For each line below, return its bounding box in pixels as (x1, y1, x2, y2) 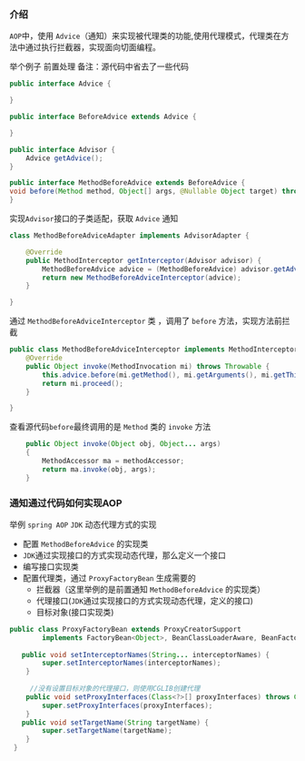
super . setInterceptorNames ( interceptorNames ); (42, 658, 221, 668)
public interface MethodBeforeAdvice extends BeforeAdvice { (9, 178, 246, 188)
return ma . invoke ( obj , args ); (42, 464, 156, 474)
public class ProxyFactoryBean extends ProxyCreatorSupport (9, 624, 242, 634)
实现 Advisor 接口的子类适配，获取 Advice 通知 (9, 213, 179, 224)
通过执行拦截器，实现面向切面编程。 (25, 42, 161, 53)
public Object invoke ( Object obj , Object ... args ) (25, 440, 221, 449)
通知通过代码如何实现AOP (9, 496, 123, 509)
